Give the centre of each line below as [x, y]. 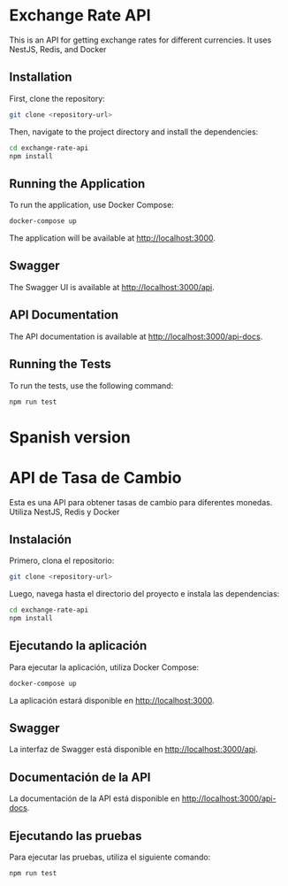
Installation [41, 77]
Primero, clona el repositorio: [62, 561]
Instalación [41, 539]
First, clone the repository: [57, 98]
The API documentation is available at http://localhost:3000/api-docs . [136, 336]
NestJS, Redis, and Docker [58, 49]
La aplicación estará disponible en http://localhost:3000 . [112, 700]
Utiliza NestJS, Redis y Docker [64, 512]
